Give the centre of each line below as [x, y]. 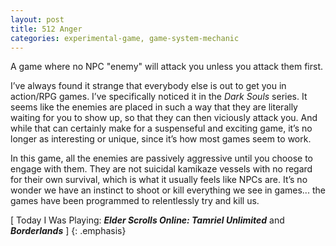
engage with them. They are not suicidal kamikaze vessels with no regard [161, 169]
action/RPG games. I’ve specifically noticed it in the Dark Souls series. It [159, 97]
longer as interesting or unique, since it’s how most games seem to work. [161, 139]
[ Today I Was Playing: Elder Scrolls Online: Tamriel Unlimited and [147, 220]
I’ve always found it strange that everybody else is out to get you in [148, 86]
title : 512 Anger [46, 29]
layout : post [37, 19]
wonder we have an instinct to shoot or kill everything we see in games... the [168, 190]
